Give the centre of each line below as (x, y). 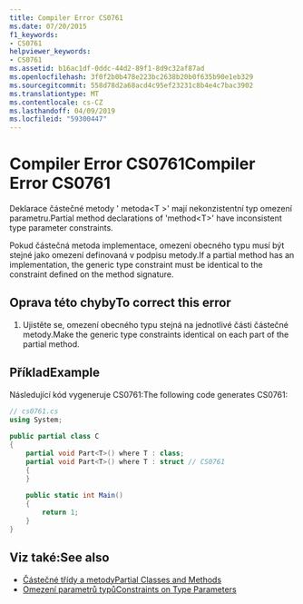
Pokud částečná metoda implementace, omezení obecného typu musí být (147, 245)
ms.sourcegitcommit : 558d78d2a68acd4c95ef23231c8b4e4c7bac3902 (132, 85)
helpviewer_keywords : (50, 52)
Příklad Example (54, 373)
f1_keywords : (34, 35)
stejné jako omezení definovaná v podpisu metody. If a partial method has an (152, 255)
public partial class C (54, 437)
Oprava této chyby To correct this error (120, 303)
